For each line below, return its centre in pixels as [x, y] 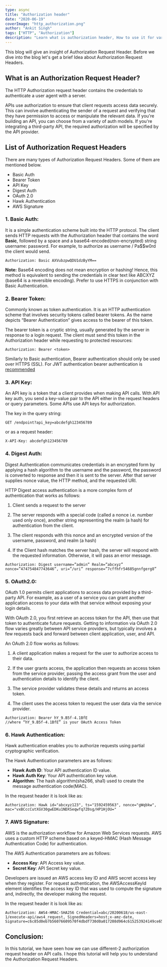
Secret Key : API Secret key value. [47, 868]
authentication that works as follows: [43, 495]
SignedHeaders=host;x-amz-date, [101, 917]
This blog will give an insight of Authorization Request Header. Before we [80, 52]
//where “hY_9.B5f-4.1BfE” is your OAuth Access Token [63, 722]
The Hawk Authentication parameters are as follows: [59, 761]
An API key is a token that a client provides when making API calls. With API [83, 393]
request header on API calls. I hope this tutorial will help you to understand [82, 954]
